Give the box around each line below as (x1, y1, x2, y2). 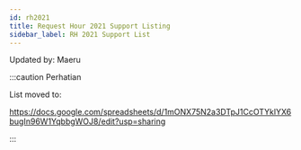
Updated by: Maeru (9, 55, 81, 66)
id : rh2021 (9, 13, 50, 22)
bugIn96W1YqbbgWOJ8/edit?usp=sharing (9, 116, 166, 127)
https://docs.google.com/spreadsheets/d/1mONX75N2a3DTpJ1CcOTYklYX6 (9, 107, 292, 118)
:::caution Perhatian (9, 72, 82, 83)
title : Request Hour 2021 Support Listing (9, 22, 171, 31)
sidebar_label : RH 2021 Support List (9, 30, 151, 39)
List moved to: (9, 89, 62, 100)
